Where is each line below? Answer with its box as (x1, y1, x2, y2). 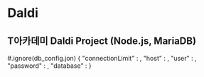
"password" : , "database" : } (7, 61, 92, 70)
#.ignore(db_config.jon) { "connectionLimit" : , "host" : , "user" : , (7, 54, 197, 62)
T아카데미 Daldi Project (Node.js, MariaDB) (7, 35, 197, 47)
